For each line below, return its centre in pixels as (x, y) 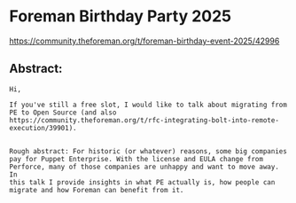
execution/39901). (43, 128)
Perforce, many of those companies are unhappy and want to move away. (144, 167)
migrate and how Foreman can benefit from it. (97, 190)
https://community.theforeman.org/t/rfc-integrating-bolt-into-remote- (144, 120)
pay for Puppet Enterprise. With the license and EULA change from (136, 159)
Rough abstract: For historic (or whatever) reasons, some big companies (148, 151)
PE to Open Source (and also (63, 113)
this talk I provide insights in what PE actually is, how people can (142, 182)
